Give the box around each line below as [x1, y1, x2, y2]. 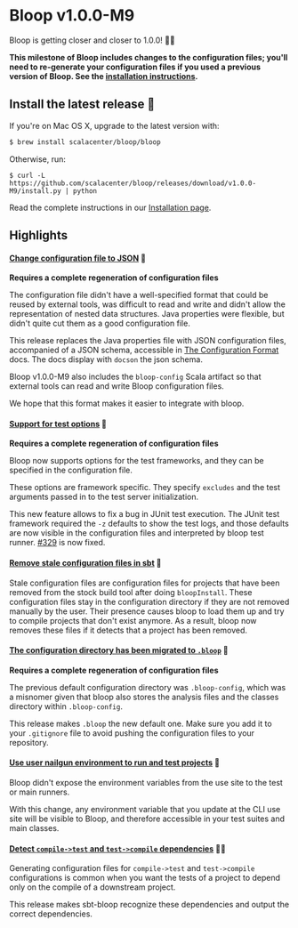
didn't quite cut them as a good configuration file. [9, 318, 191, 329]
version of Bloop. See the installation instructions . [9, 70, 198, 81]
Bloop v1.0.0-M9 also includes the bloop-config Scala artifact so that [9, 371, 262, 383]
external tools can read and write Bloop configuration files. [9, 381, 224, 391]
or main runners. [9, 787, 70, 797]
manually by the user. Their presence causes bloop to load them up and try [9, 606, 285, 617]
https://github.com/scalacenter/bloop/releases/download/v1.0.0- [9, 179, 256, 188]
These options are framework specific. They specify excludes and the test [9, 482, 281, 493]
